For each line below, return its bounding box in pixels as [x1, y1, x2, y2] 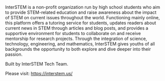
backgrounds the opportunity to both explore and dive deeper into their [5, 46, 151, 52]
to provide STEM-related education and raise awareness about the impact [5, 9, 157, 15]
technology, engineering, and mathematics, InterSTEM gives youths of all [5, 41, 155, 46]
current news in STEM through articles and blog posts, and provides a [5, 25, 149, 31]
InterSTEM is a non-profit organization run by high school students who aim [5, 4, 161, 10]
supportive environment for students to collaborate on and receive [5, 31, 141, 36]
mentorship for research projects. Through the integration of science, [5, 36, 148, 41]
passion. [5, 51, 23, 57]
